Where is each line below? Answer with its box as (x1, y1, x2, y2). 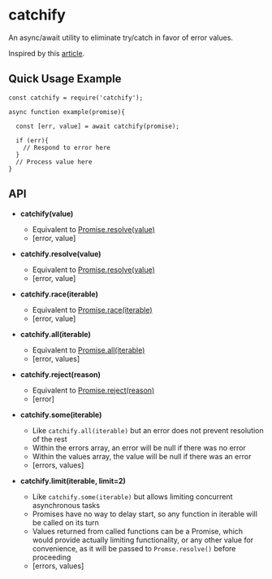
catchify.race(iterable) (19, 289, 99, 299)
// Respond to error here (23, 143, 111, 151)
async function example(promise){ (8, 107, 126, 116)
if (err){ (15, 136, 49, 144)
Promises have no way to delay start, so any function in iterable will (32, 509, 258, 519)
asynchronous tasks (32, 500, 100, 510)
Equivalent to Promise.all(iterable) (32, 344, 145, 355)
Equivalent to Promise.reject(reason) (32, 385, 155, 395)
